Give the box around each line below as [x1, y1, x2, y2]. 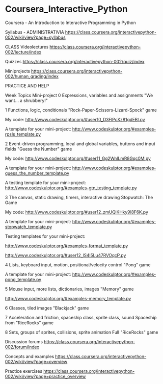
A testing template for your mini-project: [5, 179, 86, 185]
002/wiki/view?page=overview [5, 358, 68, 364]
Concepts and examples [5, 353, 54, 359]
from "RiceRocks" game [5, 320, 54, 326]
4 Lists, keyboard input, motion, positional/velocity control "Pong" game [5, 261, 151, 268]
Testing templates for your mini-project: [5, 233, 85, 239]
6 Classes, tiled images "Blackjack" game [5, 305, 89, 311]
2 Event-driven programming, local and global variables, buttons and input [5, 141, 156, 147]
